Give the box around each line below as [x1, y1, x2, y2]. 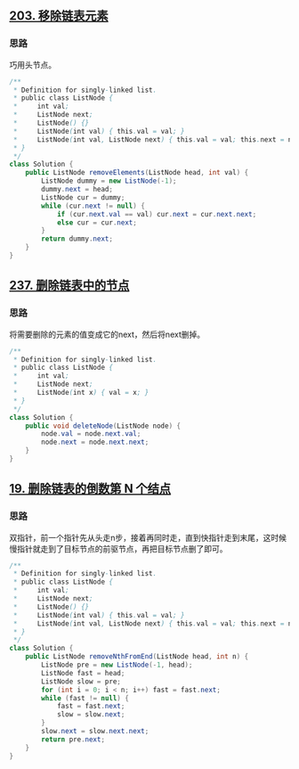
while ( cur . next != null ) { [41, 201, 145, 210]
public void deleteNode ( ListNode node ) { [25, 421, 181, 430]
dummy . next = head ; [41, 185, 114, 194]
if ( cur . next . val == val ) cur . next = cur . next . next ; [56, 209, 257, 218]
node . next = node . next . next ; [41, 438, 149, 447]
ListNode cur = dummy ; [41, 192, 125, 202]
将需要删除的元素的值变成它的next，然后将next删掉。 [9, 329, 206, 340]
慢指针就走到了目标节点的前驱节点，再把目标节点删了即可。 [9, 543, 228, 554]
